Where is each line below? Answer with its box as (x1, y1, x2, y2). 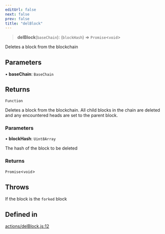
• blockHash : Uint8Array (5, 136, 56, 142)
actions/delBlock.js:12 (5, 223, 49, 229)
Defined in (5, 210, 38, 219)
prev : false (5, 16, 30, 21)
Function (5, 98, 23, 103)
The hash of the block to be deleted (5, 146, 78, 151)
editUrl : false (5, 7, 36, 12)
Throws (5, 183, 30, 191)
